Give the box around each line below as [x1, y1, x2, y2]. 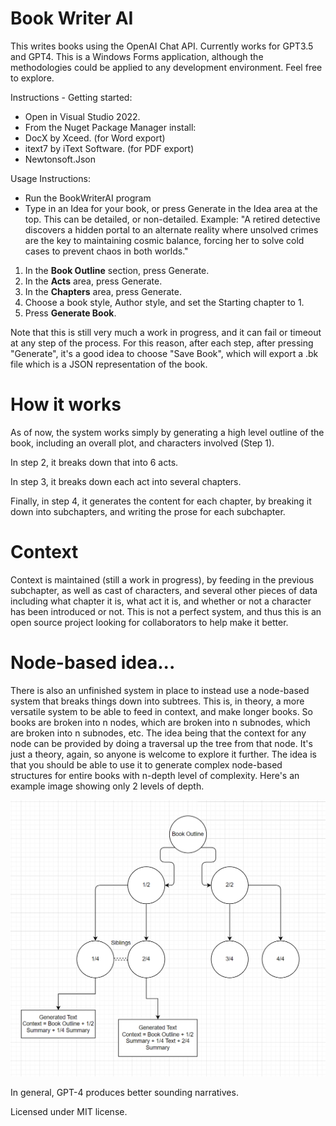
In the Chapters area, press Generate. [24, 285, 182, 297]
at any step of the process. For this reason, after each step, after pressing [10, 337, 314, 349]
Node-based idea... [10, 652, 176, 674]
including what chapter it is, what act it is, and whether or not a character [10, 595, 312, 607]
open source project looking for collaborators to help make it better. [10, 616, 289, 628]
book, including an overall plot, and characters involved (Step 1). [10, 437, 275, 449]
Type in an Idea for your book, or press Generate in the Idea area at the [24, 202, 318, 214]
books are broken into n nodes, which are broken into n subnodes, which [10, 716, 311, 728]
